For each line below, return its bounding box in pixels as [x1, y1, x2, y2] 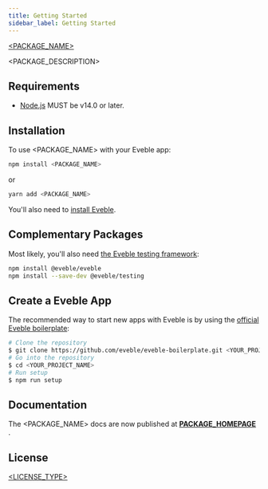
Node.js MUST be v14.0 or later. [19, 101, 125, 110]
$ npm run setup [8, 376, 62, 384]
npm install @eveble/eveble [8, 264, 102, 272]
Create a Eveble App [8, 294, 112, 307]
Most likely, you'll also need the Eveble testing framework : [8, 249, 199, 258]
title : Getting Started [8, 11, 88, 20]
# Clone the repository [8, 339, 88, 347]
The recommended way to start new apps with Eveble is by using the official [8, 315, 259, 325]
